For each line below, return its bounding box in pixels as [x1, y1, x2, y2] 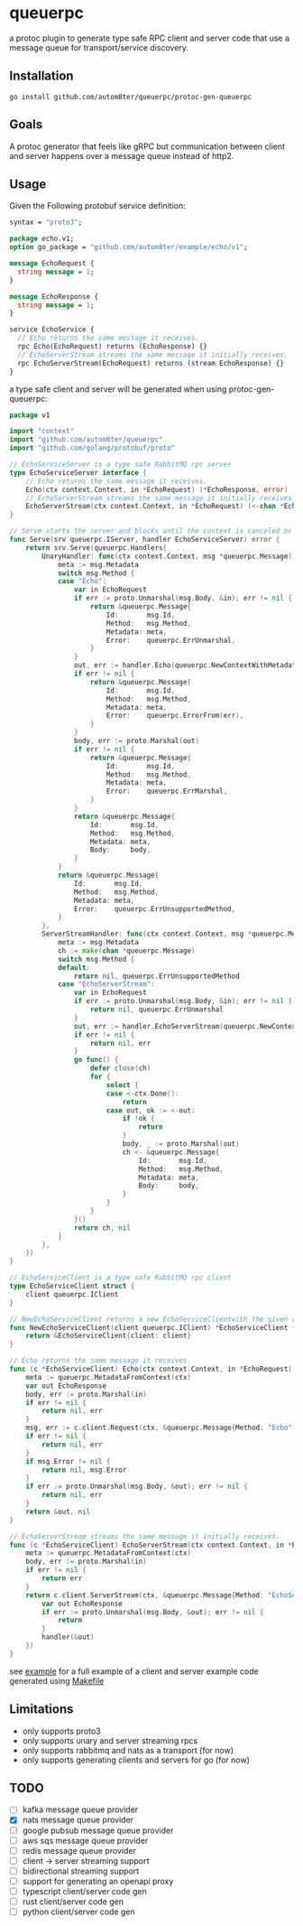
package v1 [9, 410, 50, 420]
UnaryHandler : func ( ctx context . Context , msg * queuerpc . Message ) [41, 552, 293, 561]
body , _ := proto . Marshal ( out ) [122, 1140, 241, 1149]
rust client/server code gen [22, 1895, 124, 1907]
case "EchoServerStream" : [57, 980, 155, 989]
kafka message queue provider [22, 1804, 139, 1815]
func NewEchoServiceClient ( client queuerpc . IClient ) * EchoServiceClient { [9, 1323, 297, 1332]
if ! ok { [122, 1114, 155, 1123]
